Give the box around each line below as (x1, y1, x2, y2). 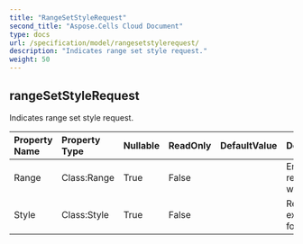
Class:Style (61, 208, 110, 221)
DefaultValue (220, 139, 278, 151)
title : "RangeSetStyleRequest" (9, 13, 127, 23)
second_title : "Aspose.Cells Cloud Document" (9, 22, 183, 31)
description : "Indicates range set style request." (9, 47, 207, 56)
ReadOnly (168, 139, 212, 151)
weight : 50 (9, 55, 50, 64)
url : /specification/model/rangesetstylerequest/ (9, 38, 200, 48)
